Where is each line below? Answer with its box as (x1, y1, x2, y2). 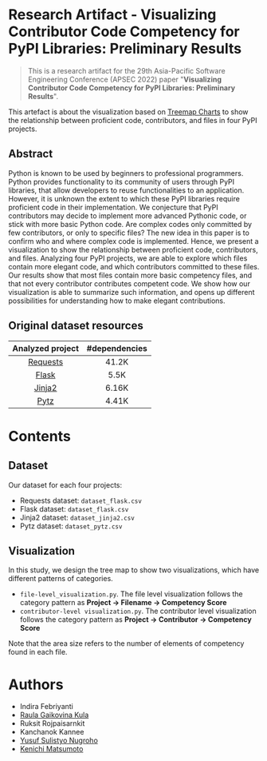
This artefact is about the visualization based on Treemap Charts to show (8, 106, 249, 117)
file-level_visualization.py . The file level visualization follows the (19, 589, 243, 599)
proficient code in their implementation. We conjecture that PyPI (8, 202, 219, 212)
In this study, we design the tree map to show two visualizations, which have (8, 565, 260, 575)
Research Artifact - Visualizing (8, 6, 217, 24)
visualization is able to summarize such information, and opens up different (8, 287, 255, 297)
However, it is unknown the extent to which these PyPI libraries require (8, 193, 241, 203)
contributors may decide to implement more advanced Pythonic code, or (8, 210, 247, 221)
